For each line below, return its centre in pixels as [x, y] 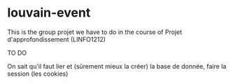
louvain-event [49, 13]
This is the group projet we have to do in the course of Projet [95, 32]
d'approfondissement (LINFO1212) [57, 39]
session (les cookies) [38, 74]
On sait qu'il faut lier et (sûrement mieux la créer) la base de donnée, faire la [117, 66]
